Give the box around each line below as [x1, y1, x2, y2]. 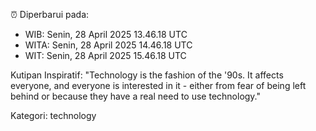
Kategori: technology [10, 110, 97, 121]
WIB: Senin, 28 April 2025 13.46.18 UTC [24, 29, 188, 40]
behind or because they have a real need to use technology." [10, 90, 262, 102]
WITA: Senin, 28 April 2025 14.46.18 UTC [24, 39, 193, 51]
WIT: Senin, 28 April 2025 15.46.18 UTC [24, 50, 187, 61]
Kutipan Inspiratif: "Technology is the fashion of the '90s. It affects [10, 69, 284, 81]
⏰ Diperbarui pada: [10, 9, 90, 20]
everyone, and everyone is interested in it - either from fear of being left [10, 80, 307, 91]
